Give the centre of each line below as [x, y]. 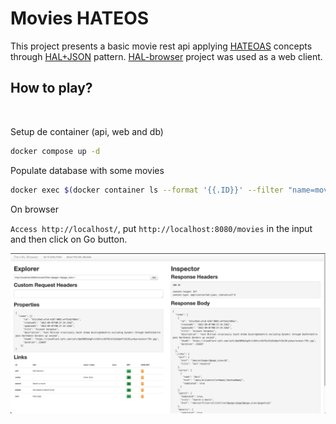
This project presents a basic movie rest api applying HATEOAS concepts [161, 46]
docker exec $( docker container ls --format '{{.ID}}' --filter [147, 190]
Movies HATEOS [80, 18]
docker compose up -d [55, 151]
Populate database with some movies [87, 170]
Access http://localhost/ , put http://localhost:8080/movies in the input [161, 228]
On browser [34, 209]
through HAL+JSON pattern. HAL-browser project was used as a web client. [166, 56]
